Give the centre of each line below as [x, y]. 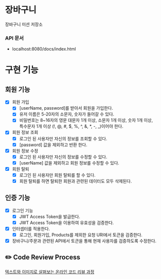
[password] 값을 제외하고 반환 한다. [53, 145]
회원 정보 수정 [25, 150]
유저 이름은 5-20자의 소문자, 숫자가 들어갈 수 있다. [67, 114]
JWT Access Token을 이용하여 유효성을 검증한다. [66, 222]
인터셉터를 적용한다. [31, 229]
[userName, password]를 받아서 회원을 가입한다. [66, 108]
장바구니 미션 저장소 [24, 24]
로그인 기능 [23, 210]
